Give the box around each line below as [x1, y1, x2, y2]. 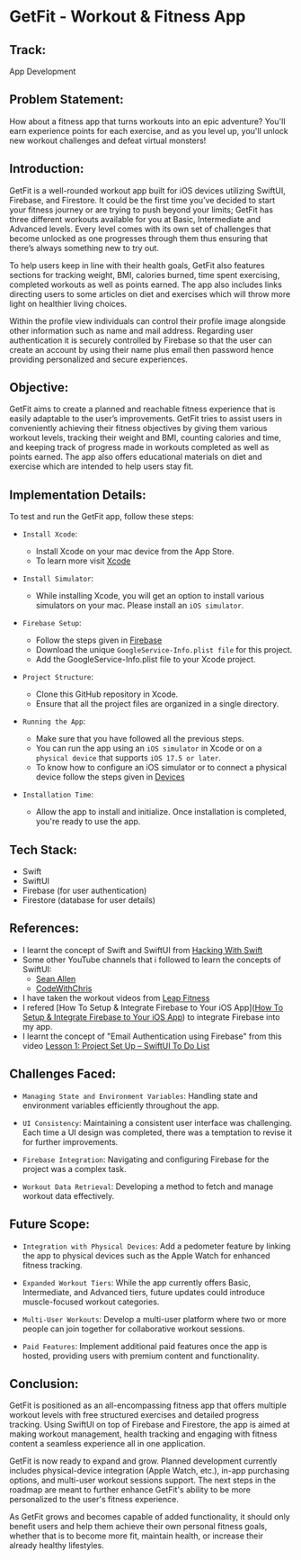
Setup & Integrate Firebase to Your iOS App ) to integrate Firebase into [22, 1011, 280, 1023]
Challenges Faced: [9, 1067, 117, 1082]
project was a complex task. [22, 1163, 127, 1174]
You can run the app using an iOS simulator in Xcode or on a [35, 743, 262, 753]
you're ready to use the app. [35, 816, 141, 827]
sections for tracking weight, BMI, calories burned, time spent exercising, [9, 269, 280, 280]
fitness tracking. [22, 1259, 83, 1270]
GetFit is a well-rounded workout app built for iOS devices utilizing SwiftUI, [9, 185, 286, 195]
